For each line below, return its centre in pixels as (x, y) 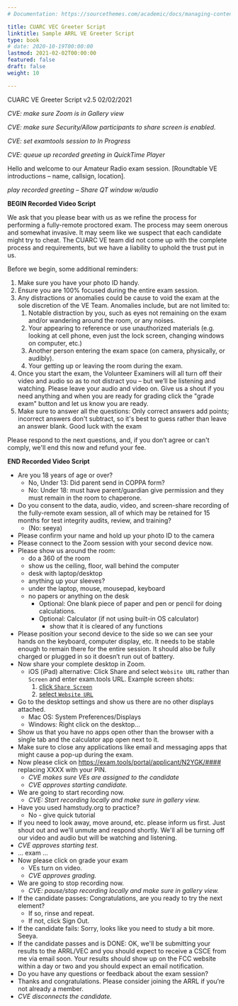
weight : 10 (23, 73)
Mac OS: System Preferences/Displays (85, 717)
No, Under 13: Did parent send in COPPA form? (96, 482)
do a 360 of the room (59, 558)
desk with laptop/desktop (65, 573)
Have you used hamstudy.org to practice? (79, 807)
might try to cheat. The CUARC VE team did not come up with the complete (117, 240)
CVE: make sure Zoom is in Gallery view (66, 113)
